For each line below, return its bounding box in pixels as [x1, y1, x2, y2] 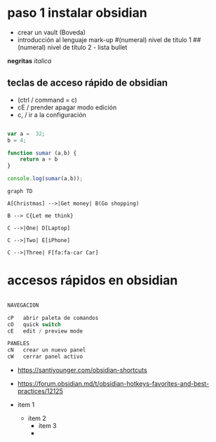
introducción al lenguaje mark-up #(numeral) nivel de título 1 [17, 35, 191, 43]
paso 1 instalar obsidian [7, 5, 147, 21]
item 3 [38, 422, 58, 430]
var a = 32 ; [7, 130, 46, 138]
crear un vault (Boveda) [17, 28, 86, 36]
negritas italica [7, 56, 52, 65]
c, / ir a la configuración [17, 110, 86, 119]
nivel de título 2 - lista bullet [47, 43, 128, 51]
